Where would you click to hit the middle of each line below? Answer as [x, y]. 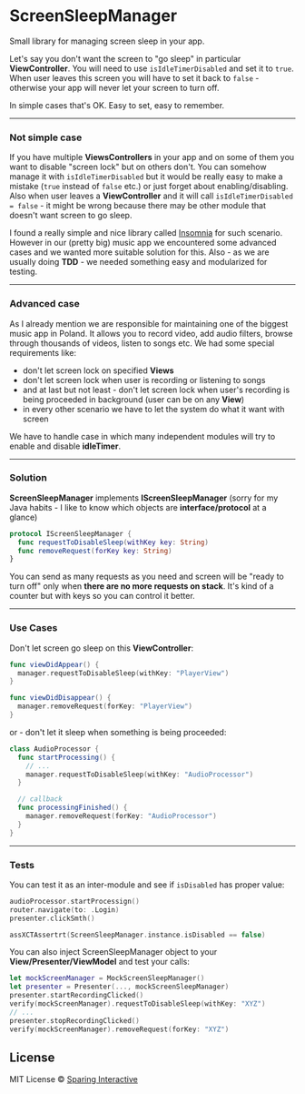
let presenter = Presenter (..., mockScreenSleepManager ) [119, 987]
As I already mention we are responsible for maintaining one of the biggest [149, 323]
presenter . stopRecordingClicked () [75, 1020]
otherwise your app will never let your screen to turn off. [114, 87]
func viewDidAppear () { [54, 664]
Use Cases [34, 628]
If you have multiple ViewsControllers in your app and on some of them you [152, 157]
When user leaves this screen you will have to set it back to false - [134, 77]
